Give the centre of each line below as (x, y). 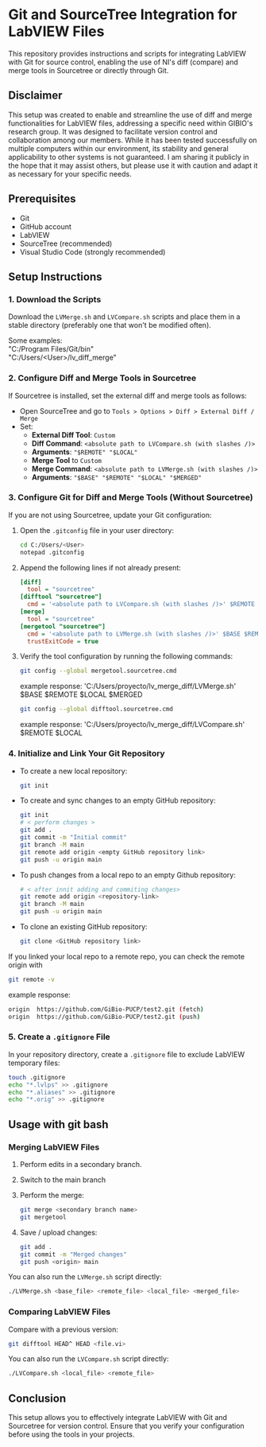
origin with (26, 965)
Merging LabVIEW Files (54, 1147)
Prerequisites (42, 199)
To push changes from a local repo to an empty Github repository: (128, 875)
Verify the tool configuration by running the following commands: (126, 656)
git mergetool (43, 1217)
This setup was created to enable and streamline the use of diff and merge (130, 115)
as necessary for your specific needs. (70, 173)
